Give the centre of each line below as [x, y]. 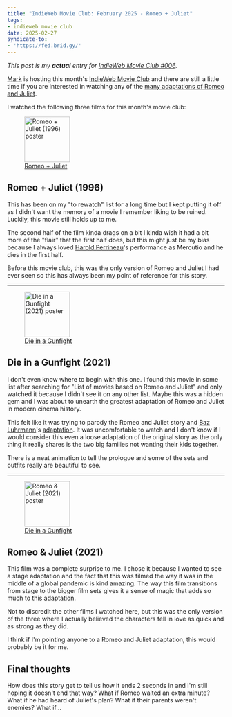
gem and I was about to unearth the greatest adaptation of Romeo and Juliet [116, 401]
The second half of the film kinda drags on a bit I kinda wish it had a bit [108, 232]
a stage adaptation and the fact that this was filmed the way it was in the [110, 576]
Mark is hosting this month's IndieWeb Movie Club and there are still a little [113, 79]
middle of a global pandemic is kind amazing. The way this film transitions [112, 583]
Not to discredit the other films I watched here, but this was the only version [115, 612]
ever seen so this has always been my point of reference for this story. [107, 275]
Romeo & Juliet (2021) [55, 552]
